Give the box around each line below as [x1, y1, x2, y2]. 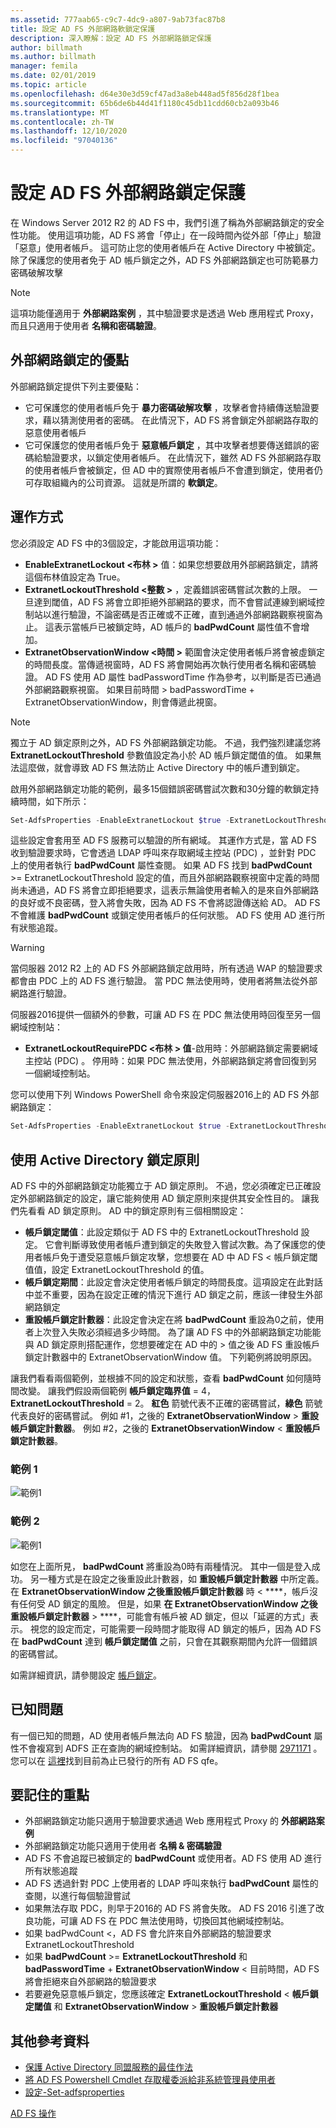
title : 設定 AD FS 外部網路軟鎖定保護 [10, 24, 156, 34]
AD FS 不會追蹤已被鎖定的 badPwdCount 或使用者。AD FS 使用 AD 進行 [24, 1852, 323, 1865]
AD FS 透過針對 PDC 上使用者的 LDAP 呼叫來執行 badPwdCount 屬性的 [24, 1877, 319, 1890]
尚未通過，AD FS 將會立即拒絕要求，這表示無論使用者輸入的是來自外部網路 [10, 884, 319, 896]
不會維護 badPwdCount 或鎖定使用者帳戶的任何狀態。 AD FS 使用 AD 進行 [10, 909, 317, 921]
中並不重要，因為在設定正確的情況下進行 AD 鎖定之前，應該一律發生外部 [24, 1289, 323, 1301]
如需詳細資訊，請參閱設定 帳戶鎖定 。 [10, 1669, 162, 1681]
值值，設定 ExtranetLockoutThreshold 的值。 [24, 1264, 210, 1276]
